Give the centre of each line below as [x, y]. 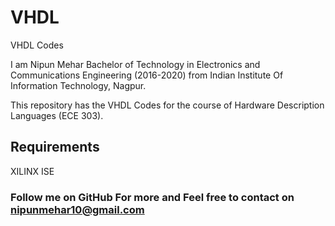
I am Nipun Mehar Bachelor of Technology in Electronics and [135, 64]
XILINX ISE [32, 171]
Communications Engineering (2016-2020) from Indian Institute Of [147, 75]
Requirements [55, 147]
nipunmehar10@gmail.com [77, 209]
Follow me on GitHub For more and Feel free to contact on [152, 197]
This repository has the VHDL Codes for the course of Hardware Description [167, 105]
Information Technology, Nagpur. [78, 85]
